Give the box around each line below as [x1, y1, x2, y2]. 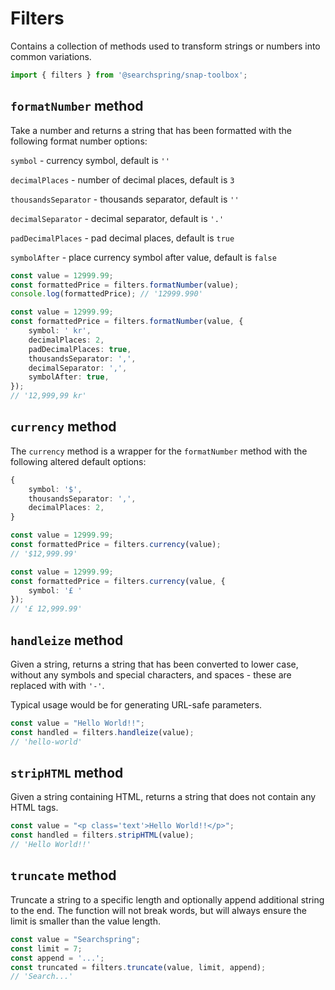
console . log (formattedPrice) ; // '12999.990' [10, 289, 203, 299]
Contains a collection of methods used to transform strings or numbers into [10, 40, 321, 52]
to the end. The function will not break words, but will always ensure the [10, 904, 307, 916]
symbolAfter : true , [28, 372, 110, 382]
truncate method [10, 867, 117, 884]
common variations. [10, 50, 92, 62]
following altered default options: [10, 455, 147, 467]
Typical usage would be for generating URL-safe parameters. [10, 699, 263, 711]
